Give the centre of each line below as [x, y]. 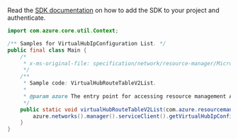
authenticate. [27, 18]
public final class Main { [47, 50]
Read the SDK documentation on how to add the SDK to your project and [113, 10]
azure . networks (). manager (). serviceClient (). [101, 116]
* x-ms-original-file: [57, 63]
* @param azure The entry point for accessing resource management [125, 96]
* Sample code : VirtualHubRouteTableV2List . [90, 83]
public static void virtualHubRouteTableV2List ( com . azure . [109, 109]
